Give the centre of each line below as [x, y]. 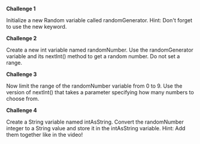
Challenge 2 [22, 38]
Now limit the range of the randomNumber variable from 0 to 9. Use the [94, 86]
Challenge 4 [22, 110]
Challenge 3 [22, 74]
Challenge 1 [21, 9]
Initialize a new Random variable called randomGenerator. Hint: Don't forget [99, 20]
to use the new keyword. [37, 27]
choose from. [23, 99]
